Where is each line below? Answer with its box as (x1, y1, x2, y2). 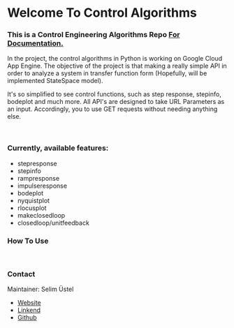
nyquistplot (17, 196, 50, 204)
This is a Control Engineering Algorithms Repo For (7, 30, 180, 40)
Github (17, 313, 37, 322)
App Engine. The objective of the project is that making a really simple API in (7, 61, 227, 70)
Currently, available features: (7, 143, 109, 153)
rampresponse (17, 174, 60, 182)
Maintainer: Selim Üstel (7, 285, 74, 294)
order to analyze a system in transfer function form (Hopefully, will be (7, 69, 207, 77)
